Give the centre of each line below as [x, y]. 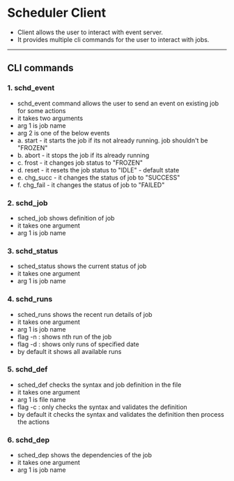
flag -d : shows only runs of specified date [78, 344]
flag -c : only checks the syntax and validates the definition [102, 407]
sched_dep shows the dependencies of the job [84, 455]
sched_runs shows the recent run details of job [85, 314]
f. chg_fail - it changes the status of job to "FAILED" [91, 185]
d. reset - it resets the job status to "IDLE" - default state [98, 170]
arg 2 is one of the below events [63, 133]
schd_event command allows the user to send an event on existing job [118, 103]
